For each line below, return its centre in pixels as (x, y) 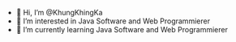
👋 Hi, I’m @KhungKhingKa (59, 13)
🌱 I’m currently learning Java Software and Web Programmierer (122, 29)
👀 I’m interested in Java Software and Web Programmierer (113, 21)
